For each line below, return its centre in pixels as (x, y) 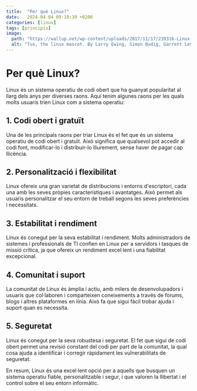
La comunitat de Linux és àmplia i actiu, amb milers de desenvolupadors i (95, 289)
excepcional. (21, 256)
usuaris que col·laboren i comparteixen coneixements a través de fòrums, (95, 295)
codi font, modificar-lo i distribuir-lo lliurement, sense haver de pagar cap (95, 147)
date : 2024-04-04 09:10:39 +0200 (50, 17)
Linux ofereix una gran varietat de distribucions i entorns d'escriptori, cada (96, 186)
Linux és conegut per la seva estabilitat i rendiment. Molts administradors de (98, 238)
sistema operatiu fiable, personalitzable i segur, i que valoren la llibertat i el (96, 376)
